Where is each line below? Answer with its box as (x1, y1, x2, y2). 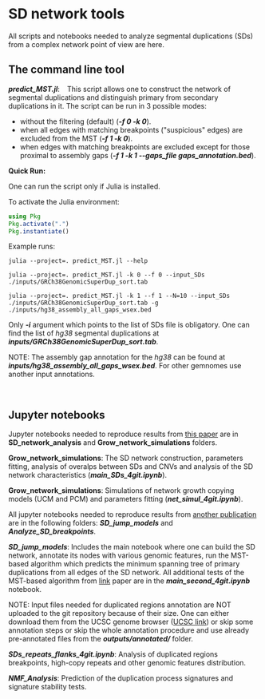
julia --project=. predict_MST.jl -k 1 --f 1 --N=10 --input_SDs (8, 292, 230, 300)
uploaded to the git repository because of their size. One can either (8, 609, 230, 618)
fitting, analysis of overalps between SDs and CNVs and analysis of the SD (8, 462, 254, 471)
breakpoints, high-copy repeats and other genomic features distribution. (8, 658, 246, 668)
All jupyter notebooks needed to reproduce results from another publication (8, 510, 257, 519)
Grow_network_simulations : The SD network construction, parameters (8, 453, 243, 463)
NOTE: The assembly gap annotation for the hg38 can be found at (8, 352, 226, 362)
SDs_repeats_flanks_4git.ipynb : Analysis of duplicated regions (8, 649, 218, 659)
